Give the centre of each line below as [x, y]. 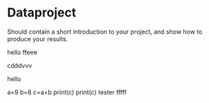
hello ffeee [22, 52]
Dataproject [42, 13]
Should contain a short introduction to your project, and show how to [105, 32]
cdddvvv [20, 65]
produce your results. [38, 38]
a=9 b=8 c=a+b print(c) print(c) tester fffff [67, 92]
